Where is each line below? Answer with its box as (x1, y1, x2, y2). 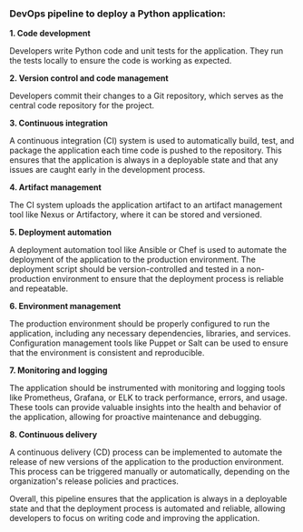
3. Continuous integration (9, 117, 109, 129)
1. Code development (9, 28, 91, 39)
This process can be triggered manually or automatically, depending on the (9, 467, 290, 477)
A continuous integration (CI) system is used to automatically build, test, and (9, 136, 295, 146)
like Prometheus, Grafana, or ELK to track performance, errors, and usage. (9, 392, 288, 403)
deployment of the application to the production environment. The (9, 254, 256, 266)
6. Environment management (9, 301, 122, 312)
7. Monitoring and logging (9, 365, 108, 376)
